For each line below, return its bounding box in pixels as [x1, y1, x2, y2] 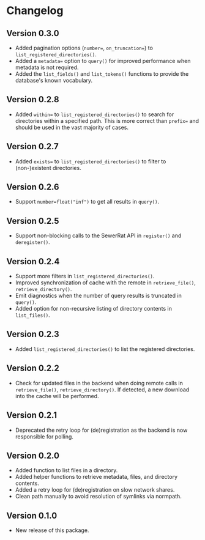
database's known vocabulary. [15, 77, 93, 84]
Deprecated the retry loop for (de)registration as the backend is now [15, 426, 188, 434]
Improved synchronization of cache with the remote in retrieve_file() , [15, 279, 196, 286]
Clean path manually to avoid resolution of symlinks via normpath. [15, 493, 182, 500]
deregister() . [15, 239, 50, 246]
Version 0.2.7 [6, 141, 59, 152]
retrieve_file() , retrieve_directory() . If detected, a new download [15, 386, 190, 393]
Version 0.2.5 [6, 215, 59, 226]
